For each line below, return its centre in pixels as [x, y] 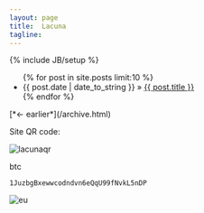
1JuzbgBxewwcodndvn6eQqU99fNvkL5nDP [78, 183]
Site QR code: [35, 132]
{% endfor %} [48, 97]
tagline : [26, 34]
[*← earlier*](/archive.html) [60, 115]
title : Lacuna [38, 26]
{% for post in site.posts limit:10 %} [88, 78]
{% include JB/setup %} [54, 60]
